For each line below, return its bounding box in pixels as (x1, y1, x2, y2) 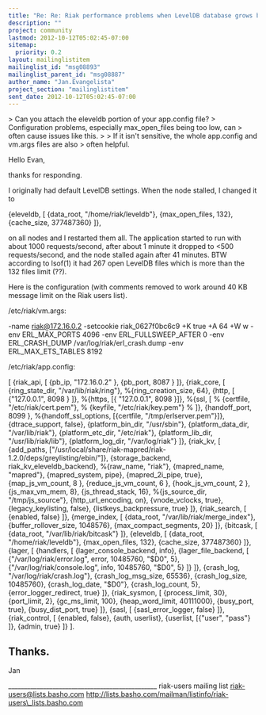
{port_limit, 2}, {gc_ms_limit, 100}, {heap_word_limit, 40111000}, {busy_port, (8, 596, 255, 606)
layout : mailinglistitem (8, 56, 90, 64)
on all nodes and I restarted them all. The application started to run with (8, 233, 241, 243)
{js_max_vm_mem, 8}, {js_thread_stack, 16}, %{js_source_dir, (8, 487, 207, 496)
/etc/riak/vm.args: (8, 306, 67, 315)
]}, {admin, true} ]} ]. (8, 621, 75, 631)
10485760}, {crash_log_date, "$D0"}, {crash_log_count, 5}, (8, 579, 200, 589)
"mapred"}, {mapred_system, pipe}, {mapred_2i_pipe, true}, (8, 470, 203, 480)
